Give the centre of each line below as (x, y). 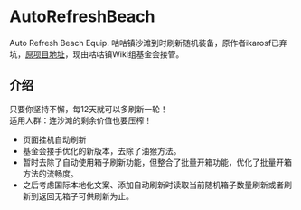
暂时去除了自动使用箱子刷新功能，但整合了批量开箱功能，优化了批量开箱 (157, 162)
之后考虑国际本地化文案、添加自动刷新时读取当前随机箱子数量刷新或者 (153, 185)
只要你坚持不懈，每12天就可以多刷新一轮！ (89, 109)
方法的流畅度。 (50, 173)
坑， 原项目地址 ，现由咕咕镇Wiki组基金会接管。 (97, 54)
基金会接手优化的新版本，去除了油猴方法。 (102, 150)
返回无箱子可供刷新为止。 (86, 196)
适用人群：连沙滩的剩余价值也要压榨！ (80, 120)
